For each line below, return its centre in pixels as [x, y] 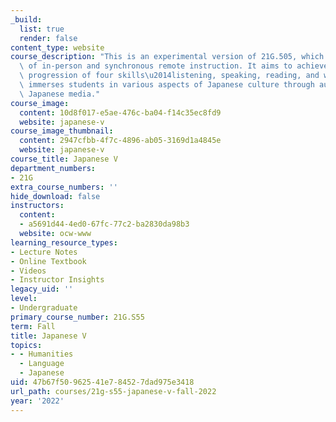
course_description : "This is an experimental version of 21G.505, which [167, 57]
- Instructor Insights [57, 280]
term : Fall [33, 326]
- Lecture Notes [44, 252]
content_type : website [57, 47]
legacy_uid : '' [42, 289]
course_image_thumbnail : [62, 131]
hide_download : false [55, 196]
